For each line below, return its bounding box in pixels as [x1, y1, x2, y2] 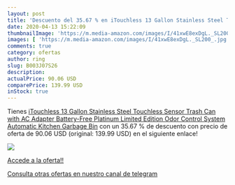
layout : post [7, 10, 45, 17]
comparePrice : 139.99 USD [7, 82, 83, 89]
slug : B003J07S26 [7, 62, 58, 69]
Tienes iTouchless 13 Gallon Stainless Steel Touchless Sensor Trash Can [7, 108, 216, 116]
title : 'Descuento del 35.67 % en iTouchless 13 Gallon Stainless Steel [7, 17, 224, 24]
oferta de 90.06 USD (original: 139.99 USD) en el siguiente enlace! [7, 130, 198, 138]
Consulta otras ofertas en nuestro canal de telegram [7, 170, 158, 178]
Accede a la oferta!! [7, 156, 64, 165]
